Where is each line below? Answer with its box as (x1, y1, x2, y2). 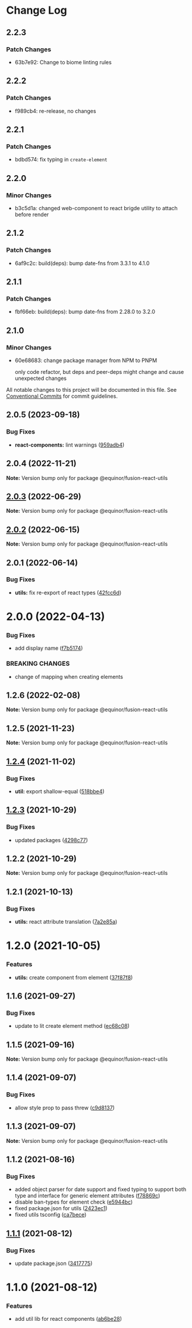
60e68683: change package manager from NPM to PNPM (14, 357, 158, 364)
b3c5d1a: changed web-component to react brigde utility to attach (14, 204, 178, 211)
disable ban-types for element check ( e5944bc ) (14, 1198, 133, 1206)
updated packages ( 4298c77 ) (14, 836, 88, 843)
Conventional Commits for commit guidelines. (6, 392, 118, 400)
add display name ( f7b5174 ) (14, 644, 83, 652)
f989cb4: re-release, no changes (14, 107, 96, 114)
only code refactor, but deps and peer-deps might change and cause (14, 369, 184, 375)
